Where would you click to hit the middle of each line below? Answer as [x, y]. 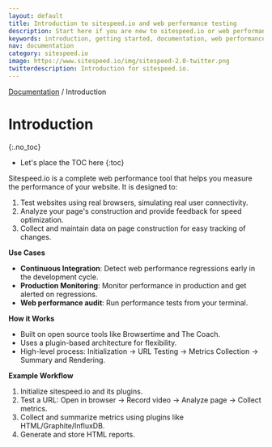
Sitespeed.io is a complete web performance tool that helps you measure [130, 178]
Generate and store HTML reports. [77, 434]
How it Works [32, 318]
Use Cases [27, 253]
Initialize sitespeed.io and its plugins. [81, 391]
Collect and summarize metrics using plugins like [102, 417]
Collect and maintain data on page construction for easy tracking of [133, 228]
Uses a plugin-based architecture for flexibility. [98, 343]
